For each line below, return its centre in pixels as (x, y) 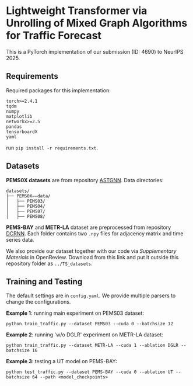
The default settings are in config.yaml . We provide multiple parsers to (91, 295)
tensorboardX (22, 132)
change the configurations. (38, 302)
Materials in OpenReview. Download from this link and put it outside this (92, 257)
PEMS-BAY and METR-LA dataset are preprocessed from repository (89, 227)
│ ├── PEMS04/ (26, 206)
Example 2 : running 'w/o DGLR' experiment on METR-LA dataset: (85, 335)
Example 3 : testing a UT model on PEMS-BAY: (62, 361)
